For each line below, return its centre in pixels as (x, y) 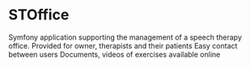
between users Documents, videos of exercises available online (114, 54)
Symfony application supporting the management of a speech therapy (125, 37)
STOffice (39, 15)
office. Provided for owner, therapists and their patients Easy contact (123, 45)
